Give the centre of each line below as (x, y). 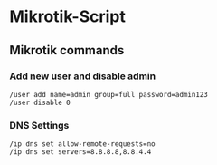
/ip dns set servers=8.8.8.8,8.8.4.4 (80, 152)
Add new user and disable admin (83, 76)
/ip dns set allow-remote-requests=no (82, 144)
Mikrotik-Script (68, 17)
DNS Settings (39, 125)
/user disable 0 (40, 102)
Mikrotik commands (67, 50)
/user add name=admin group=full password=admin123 (108, 94)
